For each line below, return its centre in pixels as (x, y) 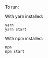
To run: (12, 7)
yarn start (16, 29)
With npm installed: (24, 38)
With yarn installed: (24, 16)
